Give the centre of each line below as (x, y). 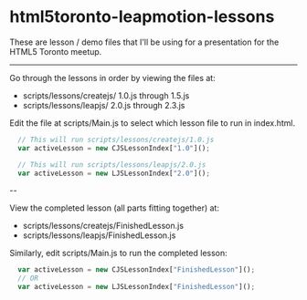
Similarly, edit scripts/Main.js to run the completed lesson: (119, 253)
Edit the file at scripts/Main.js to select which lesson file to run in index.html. (153, 123)
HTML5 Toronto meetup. (56, 51)
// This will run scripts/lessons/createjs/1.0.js (116, 140)
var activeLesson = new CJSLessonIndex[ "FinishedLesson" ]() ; (137, 270)
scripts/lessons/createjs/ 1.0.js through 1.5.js (106, 95)
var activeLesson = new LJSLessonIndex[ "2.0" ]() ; (114, 173)
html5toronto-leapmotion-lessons (142, 17)
